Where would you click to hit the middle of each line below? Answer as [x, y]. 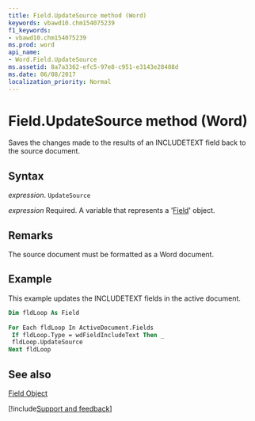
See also [30, 374]
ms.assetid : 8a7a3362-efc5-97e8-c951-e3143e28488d [93, 67]
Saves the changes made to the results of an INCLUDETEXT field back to [127, 142]
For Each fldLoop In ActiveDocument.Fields [81, 328]
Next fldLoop [30, 350]
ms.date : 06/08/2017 [42, 74]
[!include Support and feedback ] [60, 408]
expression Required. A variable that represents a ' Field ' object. [112, 210]
